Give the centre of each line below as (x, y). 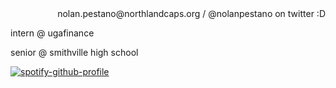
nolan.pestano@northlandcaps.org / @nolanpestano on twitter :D (191, 13)
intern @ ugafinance (52, 33)
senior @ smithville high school (74, 52)
